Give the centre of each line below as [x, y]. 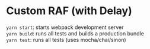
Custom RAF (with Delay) [69, 11]
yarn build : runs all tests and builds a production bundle [75, 33]
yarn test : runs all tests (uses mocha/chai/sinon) [66, 40]
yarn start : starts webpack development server [65, 27]
